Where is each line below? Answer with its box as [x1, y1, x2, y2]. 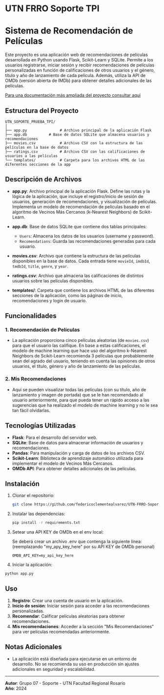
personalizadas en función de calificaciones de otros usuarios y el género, [5, 67, 155, 73]
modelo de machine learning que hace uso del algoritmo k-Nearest [12, 348, 147, 354]
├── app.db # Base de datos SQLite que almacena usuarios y [5, 132, 150, 137]
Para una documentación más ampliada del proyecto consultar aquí [5, 92, 141, 98]
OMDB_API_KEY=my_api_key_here [12, 553, 74, 558]
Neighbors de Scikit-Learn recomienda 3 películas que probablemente [12, 353, 154, 359]
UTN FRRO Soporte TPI [5, 3, 100, 14]
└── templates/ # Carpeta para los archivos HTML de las [5, 158, 145, 162]
